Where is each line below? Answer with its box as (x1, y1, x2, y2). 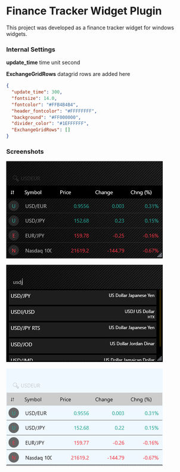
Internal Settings (6, 45, 55, 53)
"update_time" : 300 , (11, 89, 63, 95)
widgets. (6, 30, 28, 37)
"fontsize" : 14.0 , (11, 95, 58, 101)
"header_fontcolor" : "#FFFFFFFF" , (11, 108, 97, 114)
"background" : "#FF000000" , (11, 114, 82, 120)
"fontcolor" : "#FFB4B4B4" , (11, 102, 79, 108)
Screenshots (6, 148, 44, 156)
